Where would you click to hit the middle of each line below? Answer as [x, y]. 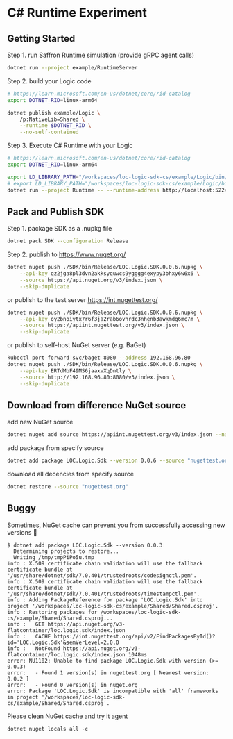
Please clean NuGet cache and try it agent [68, 716]
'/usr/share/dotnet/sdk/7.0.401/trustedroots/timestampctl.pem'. [103, 594]
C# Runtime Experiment [77, 13]
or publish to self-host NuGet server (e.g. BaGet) [77, 345]
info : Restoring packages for [52, 612]
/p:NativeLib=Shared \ [52, 119]
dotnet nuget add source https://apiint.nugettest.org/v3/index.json [110, 435]
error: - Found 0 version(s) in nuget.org [72, 685]
